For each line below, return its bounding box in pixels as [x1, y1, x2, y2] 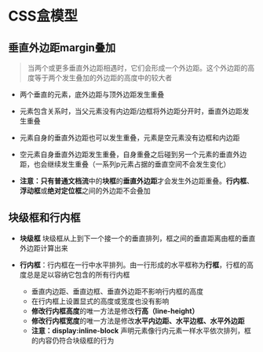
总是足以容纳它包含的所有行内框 [26, 269, 130, 279]
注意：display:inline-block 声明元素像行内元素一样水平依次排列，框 [31, 325, 251, 335]
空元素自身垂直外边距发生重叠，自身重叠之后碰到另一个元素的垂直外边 [19, 150, 247, 159]
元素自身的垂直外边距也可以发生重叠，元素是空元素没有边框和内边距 [19, 133, 240, 142]
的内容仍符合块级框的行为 [31, 335, 115, 345]
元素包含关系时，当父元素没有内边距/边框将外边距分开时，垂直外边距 [19, 107, 243, 115]
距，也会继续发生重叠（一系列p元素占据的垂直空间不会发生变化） [19, 159, 231, 169]
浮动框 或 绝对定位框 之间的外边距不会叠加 [19, 186, 151, 195]
